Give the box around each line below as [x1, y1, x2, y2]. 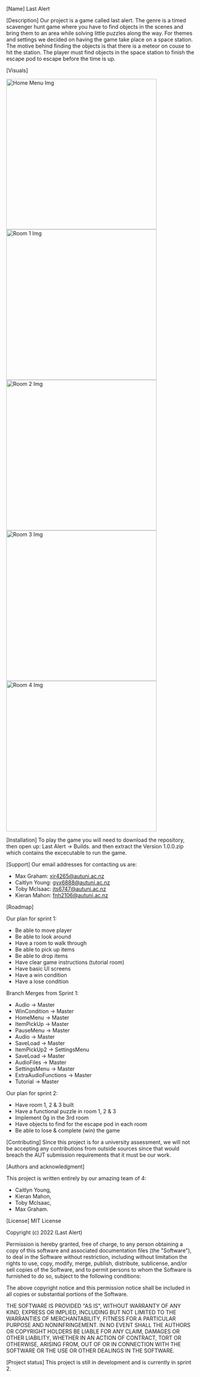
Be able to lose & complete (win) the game [14, 1127, 120, 1134]
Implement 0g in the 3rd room [14, 1114, 89, 1121]
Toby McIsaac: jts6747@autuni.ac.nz [14, 885, 106, 892]
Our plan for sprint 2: [6, 1090, 58, 1096]
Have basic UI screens [14, 965, 71, 972]
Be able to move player [14, 927, 72, 934]
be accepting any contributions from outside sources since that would [6, 1145, 180, 1152]
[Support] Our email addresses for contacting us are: [6, 861, 137, 868]
